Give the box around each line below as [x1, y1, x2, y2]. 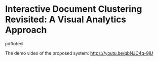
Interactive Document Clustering [5, 3, 142, 15]
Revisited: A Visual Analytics [5, 14, 126, 25]
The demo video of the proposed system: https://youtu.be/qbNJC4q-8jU [5, 50, 153, 56]
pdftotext [5, 40, 24, 46]
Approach [5, 25, 47, 35]
